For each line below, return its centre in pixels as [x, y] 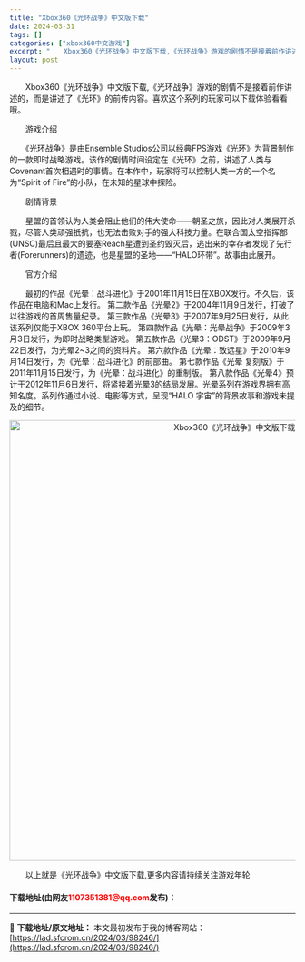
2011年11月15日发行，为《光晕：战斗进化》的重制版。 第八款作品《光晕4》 [148, 373]
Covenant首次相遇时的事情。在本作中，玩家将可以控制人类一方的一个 [139, 171]
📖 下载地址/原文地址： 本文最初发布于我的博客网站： [108, 928]
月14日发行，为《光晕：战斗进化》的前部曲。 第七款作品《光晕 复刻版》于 [147, 361]
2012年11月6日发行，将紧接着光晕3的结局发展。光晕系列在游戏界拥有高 [157, 384]
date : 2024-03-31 [42, 26]
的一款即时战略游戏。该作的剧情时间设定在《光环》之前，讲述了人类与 [141, 159]
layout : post [34, 60]
